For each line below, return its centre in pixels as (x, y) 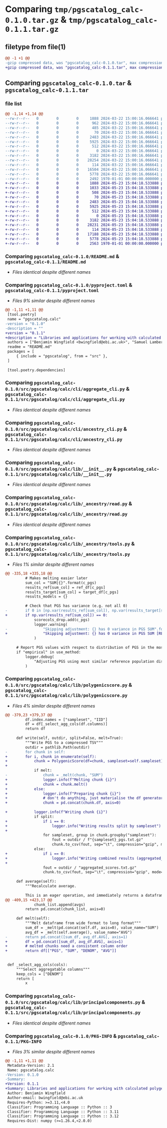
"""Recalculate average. (51, 886)
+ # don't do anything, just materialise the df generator (84, 798)
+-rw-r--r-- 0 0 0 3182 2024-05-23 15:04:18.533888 (82, 220)
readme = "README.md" (30, 347)
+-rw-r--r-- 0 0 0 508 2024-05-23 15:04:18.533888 (82, 193)
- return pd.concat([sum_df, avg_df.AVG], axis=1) (66, 937)
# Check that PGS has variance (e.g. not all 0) (76, 606)
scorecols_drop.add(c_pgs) (62, 620)
